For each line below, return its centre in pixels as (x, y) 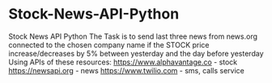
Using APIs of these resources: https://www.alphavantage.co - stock (123, 62)
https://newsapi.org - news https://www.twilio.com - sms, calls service (127, 70)
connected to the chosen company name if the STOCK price (109, 44)
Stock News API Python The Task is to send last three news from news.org (133, 36)
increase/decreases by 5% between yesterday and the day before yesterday (136, 53)
